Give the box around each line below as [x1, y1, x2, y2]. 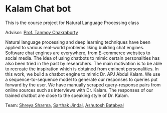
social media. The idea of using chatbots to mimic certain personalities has [5, 55, 160, 61]
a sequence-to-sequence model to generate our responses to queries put [5, 76, 158, 82]
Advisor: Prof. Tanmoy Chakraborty [5, 29, 79, 35]
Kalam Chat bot [5, 3, 71, 15]
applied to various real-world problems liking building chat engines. [5, 44, 144, 50]
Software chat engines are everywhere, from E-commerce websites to [5, 50, 150, 56]
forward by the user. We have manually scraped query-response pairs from [5, 81, 161, 88]
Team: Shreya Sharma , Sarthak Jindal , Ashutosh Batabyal [5, 102, 124, 108]
